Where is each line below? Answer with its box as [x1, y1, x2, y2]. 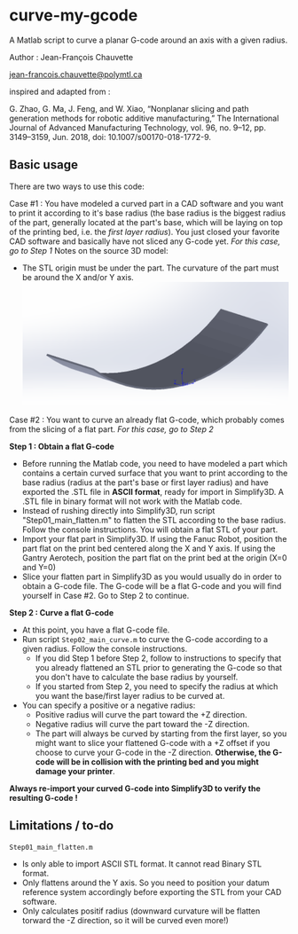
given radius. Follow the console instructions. [21, 643, 188, 654]
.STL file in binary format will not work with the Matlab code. [21, 496, 243, 506]
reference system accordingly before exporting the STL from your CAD [21, 887, 282, 898]
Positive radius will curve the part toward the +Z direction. [35, 709, 247, 719]
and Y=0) [21, 561, 56, 572]
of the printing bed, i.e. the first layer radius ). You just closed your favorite [9, 226, 280, 237]
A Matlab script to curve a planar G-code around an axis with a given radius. [9, 35, 288, 45]
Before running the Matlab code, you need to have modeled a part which [21, 458, 288, 468]
